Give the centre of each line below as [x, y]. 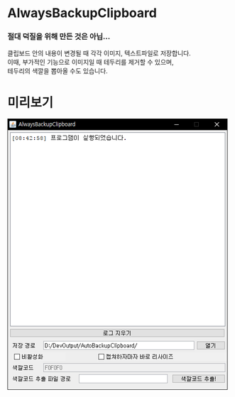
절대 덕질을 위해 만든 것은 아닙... [59, 37]
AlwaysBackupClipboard [82, 13]
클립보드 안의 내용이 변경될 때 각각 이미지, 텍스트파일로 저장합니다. [99, 53]
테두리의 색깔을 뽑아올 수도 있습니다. [58, 71]
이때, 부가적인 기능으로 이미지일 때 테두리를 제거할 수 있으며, [91, 62]
